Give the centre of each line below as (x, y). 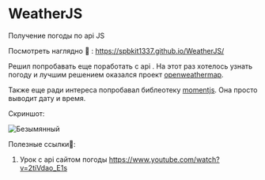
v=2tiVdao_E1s (44, 167)
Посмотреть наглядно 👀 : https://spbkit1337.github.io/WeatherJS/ (116, 51)
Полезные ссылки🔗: (42, 144)
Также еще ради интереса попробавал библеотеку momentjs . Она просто (133, 90)
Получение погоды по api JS (57, 36)
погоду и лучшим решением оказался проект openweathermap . (116, 74)
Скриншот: (26, 113)
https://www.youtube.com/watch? (164, 159)
